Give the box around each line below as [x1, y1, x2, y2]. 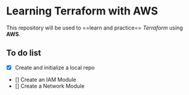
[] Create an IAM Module [14, 76, 76, 83]
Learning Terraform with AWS [6, 4, 158, 18]
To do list [6, 48, 42, 58]
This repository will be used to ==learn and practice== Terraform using [6, 24, 184, 31]
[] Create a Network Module [14, 82, 85, 90]
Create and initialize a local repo [14, 64, 95, 71]
